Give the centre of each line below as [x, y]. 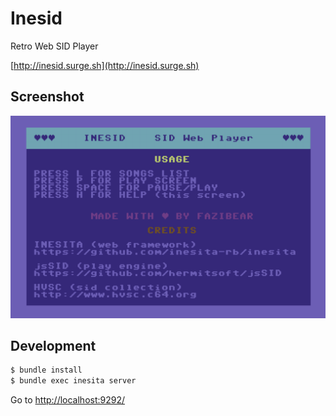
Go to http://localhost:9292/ [68, 400]
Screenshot [47, 97]
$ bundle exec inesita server [73, 381]
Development [53, 346]
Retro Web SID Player [54, 46]
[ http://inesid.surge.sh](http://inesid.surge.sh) [105, 65]
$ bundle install [46, 370]
